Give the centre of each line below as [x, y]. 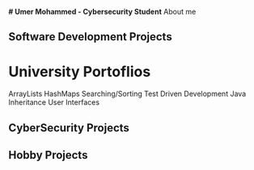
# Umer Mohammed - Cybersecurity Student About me [102, 12]
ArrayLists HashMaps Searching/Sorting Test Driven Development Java [127, 94]
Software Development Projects [90, 37]
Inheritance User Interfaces [54, 102]
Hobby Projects [48, 155]
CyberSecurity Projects [69, 128]
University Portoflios [80, 71]
